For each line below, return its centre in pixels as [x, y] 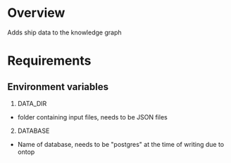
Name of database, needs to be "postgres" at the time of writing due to [121, 144]
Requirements [49, 61]
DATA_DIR [32, 103]
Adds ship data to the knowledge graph [64, 32]
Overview [36, 13]
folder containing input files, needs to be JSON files [92, 117]
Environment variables [58, 87]
